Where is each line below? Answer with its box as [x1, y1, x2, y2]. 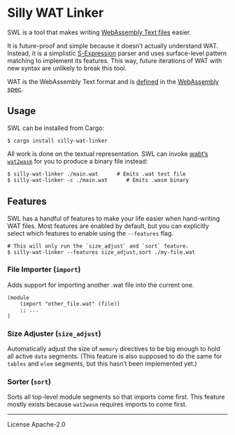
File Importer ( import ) [7, 264, 81, 274]
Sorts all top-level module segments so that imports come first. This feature [7, 393, 225, 401]
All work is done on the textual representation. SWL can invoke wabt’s [7, 149, 208, 158]
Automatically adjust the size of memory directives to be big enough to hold [7, 345, 220, 353]
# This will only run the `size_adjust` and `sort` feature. [7, 243, 190, 250]
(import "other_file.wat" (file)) [20, 300, 120, 307]
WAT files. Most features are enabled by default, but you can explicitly [7, 222, 210, 230]
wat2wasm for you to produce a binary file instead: [7, 157, 148, 165]
